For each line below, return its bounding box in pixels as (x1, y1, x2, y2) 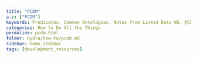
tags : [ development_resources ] (6, 46, 83, 52)
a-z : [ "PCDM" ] (6, 14, 41, 20)
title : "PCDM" (6, 8, 41, 15)
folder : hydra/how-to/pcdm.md (6, 35, 80, 41)
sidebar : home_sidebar (6, 41, 62, 47)
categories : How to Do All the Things (6, 24, 101, 31)
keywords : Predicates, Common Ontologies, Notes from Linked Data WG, (6, 19, 182, 25)
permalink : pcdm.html (6, 30, 59, 36)
